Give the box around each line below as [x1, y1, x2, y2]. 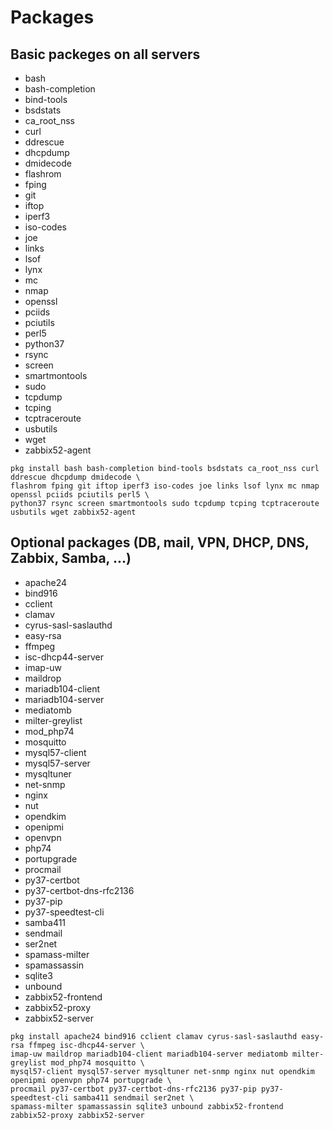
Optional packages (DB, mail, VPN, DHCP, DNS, [10, 534, 310, 551]
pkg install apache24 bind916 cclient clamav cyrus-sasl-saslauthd [10, 1031, 298, 1041]
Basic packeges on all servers [10, 46, 201, 63]
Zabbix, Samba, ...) [10, 550, 132, 567]
